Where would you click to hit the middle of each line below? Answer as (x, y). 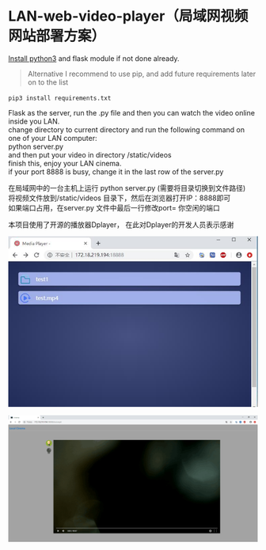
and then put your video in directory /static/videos (90, 154)
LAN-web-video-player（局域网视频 (128, 16)
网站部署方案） (57, 36)
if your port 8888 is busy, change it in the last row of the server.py (116, 172)
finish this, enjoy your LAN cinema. (65, 163)
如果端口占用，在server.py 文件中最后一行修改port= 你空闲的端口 (114, 207)
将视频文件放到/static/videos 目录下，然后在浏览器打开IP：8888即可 (120, 198)
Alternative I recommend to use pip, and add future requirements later (142, 74)
